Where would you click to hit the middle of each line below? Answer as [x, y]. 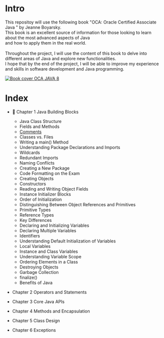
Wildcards [30, 152]
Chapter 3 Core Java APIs [38, 301]
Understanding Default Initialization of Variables [68, 241]
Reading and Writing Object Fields [54, 189]
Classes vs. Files [36, 137]
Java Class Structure [41, 121]
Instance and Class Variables [49, 251]
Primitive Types [35, 210]
